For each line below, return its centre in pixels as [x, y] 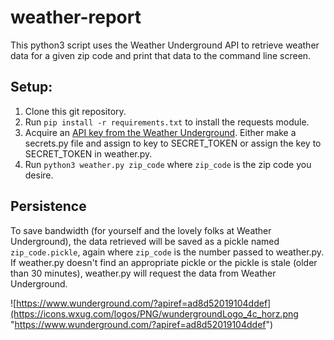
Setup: [31, 87]
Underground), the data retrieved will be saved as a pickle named [145, 241]
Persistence [48, 206]
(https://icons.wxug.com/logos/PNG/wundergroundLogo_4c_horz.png [154, 313]
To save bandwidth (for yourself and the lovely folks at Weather [141, 230]
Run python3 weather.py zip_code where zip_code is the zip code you [168, 164]
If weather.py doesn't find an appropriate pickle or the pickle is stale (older [164, 262]
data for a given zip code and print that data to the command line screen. [161, 55]
